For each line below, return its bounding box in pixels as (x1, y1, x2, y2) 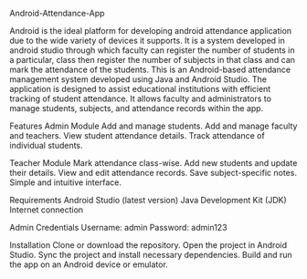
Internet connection (9, 204, 84, 215)
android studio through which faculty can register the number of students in (9, 45, 295, 56)
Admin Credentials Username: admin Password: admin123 (9, 222, 228, 232)
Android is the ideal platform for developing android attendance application (9, 26, 292, 36)
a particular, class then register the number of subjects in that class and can (9, 55, 295, 65)
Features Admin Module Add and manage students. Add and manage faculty (9, 120, 298, 131)
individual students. (9, 140, 84, 150)
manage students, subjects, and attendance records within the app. (9, 103, 264, 113)
